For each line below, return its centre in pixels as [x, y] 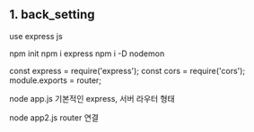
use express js [36, 36]
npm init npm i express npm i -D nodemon [87, 54]
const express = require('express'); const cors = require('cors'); [127, 70]
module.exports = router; [55, 80]
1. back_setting [53, 15]
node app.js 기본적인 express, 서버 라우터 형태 [92, 98]
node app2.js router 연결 [54, 117]
